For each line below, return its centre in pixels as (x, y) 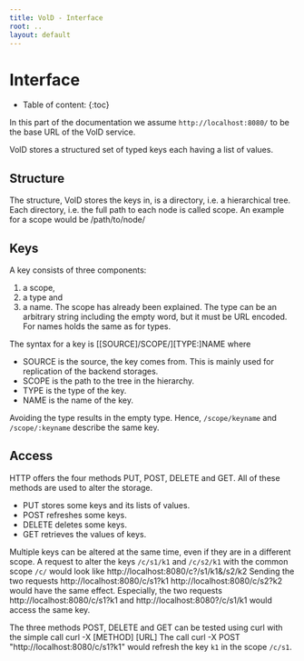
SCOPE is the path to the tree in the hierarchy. (108, 381)
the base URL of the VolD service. (73, 132)
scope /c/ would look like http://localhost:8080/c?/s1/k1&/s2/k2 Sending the (152, 571)
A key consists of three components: (78, 270)
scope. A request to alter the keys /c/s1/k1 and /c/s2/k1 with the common (149, 561)
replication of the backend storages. (90, 371)
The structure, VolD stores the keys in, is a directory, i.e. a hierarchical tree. (150, 200)
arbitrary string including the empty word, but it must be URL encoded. (155, 316)
